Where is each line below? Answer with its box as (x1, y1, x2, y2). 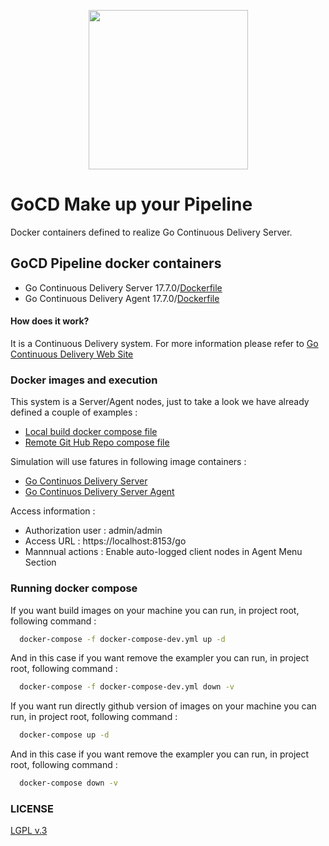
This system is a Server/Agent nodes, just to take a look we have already (10, 396, 310, 408)
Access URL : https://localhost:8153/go (24, 535, 187, 547)
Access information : (10, 505, 96, 517)
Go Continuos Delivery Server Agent (24, 486, 175, 498)
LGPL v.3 (10, 825, 48, 837)
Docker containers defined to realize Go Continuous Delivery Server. (10, 226, 293, 238)
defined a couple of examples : (10, 406, 138, 419)
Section (24, 556, 57, 569)
